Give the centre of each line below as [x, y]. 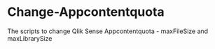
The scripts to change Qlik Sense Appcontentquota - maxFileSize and [108, 31]
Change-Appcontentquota [86, 12]
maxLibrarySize [30, 38]
